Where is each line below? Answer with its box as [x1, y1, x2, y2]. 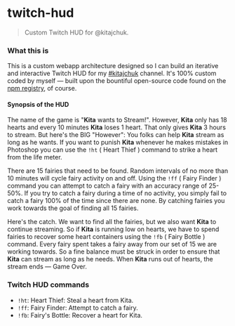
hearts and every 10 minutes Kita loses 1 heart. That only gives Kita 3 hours [7, 123, 227, 131]
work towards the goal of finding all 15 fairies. [7, 204, 139, 212]
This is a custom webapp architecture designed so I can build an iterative [7, 62, 219, 70]
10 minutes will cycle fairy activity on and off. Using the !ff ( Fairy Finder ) [7, 174, 222, 183]
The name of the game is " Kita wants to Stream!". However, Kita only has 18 [7, 116, 227, 124]
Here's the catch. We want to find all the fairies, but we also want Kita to [7, 218, 217, 226]
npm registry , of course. [7, 84, 77, 93]
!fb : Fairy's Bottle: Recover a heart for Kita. [17, 311, 142, 319]
